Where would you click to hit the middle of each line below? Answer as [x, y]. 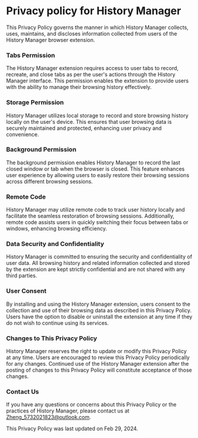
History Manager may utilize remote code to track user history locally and [95, 210]
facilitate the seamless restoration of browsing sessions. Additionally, [90, 216]
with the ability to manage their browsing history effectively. [79, 87]
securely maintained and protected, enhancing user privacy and [84, 128]
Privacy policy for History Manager [94, 11]
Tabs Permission [30, 55]
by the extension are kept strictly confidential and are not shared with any [96, 269]
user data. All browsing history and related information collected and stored [98, 263]
